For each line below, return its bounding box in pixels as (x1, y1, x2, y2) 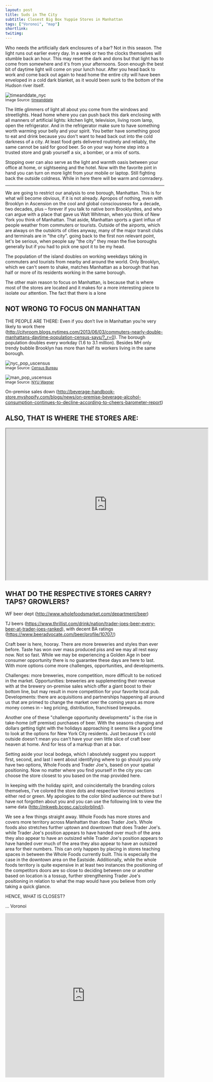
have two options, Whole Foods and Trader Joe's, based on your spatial (5, 762, 155, 768)
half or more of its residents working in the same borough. (5, 269, 126, 276)
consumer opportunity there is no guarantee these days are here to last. (5, 657, 155, 663)
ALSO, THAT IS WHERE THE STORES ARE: (5, 414, 139, 423)
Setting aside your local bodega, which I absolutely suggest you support (5, 751, 155, 757)
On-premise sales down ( (5, 388, 58, 394)
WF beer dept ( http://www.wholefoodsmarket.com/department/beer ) (5, 611, 149, 617)
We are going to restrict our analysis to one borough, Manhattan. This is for (5, 190, 162, 196)
